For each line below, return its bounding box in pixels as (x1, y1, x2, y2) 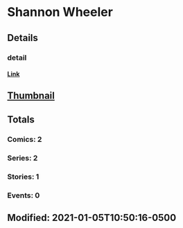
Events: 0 (7, 190, 40, 200)
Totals (7, 113, 35, 125)
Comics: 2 (7, 134, 42, 144)
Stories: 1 (7, 172, 40, 181)
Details (7, 32, 38, 44)
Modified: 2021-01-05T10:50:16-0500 (7, 211, 177, 223)
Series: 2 (7, 153, 38, 163)
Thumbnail (7, 90, 55, 101)
